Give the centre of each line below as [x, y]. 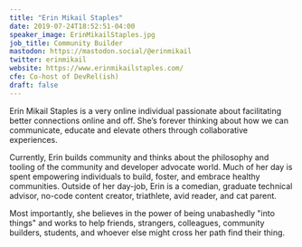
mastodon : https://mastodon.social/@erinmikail [101, 52]
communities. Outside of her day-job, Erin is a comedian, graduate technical [151, 185]
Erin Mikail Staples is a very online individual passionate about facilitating [146, 110]
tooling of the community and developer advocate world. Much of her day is [151, 166]
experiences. [34, 139]
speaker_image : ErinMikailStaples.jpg [82, 34]
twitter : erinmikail [48, 60]
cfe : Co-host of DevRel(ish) [64, 77]
